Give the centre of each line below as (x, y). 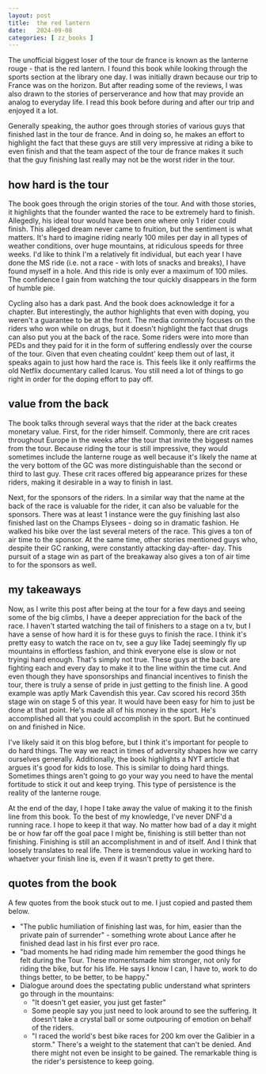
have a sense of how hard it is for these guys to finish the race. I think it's (127, 634)
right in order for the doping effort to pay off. (81, 379)
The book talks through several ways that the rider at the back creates (123, 423)
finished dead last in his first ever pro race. (89, 943)
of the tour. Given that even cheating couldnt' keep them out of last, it (122, 354)
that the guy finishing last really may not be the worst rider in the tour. (122, 160)
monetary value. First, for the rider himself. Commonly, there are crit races (129, 431)
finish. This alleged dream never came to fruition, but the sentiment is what (131, 229)
